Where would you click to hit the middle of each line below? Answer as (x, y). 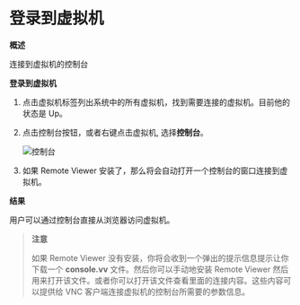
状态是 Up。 (44, 113)
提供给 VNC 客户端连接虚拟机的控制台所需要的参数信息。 (145, 292)
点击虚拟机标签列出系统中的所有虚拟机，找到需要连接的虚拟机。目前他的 (156, 102)
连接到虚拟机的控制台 (49, 64)
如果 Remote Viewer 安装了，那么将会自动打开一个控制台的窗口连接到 (151, 170)
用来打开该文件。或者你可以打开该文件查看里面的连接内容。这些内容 (157, 280)
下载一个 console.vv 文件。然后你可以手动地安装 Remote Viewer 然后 (160, 269)
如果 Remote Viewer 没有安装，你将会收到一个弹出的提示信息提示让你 (160, 257)
